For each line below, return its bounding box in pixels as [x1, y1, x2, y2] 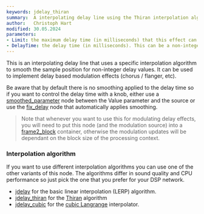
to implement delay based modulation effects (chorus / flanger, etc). [6, 72, 177, 79]
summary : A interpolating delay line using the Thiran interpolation [6, 15, 189, 21]
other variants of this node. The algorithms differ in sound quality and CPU [6, 170, 192, 177]
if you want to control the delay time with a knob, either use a [6, 90, 160, 98]
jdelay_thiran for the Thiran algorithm [15, 195, 107, 202]
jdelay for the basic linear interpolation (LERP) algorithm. [15, 188, 157, 195]
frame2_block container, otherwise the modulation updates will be [21, 128, 187, 135]
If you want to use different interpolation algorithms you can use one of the [6, 163, 194, 170]
